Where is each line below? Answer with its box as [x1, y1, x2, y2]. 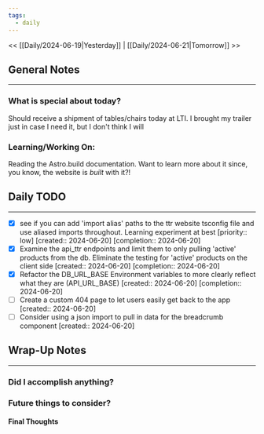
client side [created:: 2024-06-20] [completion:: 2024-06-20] [19, 261, 220, 271]
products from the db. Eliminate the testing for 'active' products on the [19, 253, 247, 262]
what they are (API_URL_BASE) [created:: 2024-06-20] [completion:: [19, 278, 242, 287]
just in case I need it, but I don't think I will [8, 122, 144, 131]
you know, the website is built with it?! [8, 167, 131, 177]
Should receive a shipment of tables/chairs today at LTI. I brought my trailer [8, 113, 252, 122]
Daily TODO [8, 190, 67, 204]
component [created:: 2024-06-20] [19, 321, 135, 330]
